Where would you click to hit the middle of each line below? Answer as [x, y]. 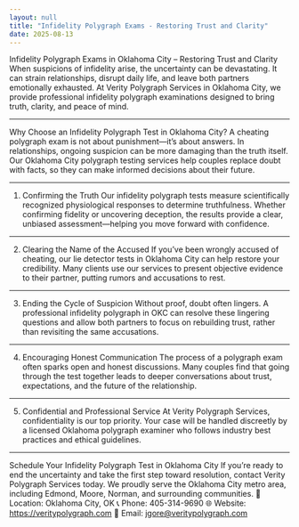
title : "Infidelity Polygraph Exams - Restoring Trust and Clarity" [139, 26]
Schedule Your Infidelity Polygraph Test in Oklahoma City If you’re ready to [146, 466]
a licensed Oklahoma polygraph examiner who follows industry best [146, 430]
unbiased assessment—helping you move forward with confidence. [145, 224]
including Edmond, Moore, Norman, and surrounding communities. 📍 [135, 494]
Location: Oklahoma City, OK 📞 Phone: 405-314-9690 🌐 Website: [128, 503]
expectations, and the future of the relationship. [109, 386]
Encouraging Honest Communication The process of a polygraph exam [152, 358]
